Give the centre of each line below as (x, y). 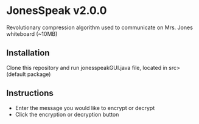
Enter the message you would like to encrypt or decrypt (85, 108)
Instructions (30, 93)
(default (16, 74)
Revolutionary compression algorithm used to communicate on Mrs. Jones (100, 27)
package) (39, 74)
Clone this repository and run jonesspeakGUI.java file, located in (87, 67)
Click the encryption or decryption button (67, 114)
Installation (28, 53)
